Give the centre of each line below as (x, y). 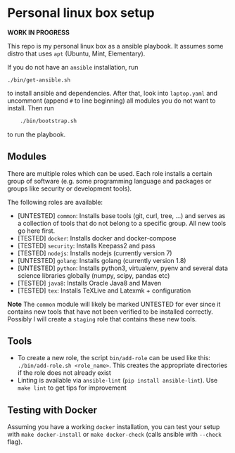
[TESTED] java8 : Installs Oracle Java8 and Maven (89, 283)
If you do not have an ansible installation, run (73, 67)
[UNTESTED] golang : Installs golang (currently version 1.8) (102, 260)
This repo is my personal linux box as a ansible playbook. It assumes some (115, 46)
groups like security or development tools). (70, 189)
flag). (15, 442)
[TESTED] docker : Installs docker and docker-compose (97, 238)
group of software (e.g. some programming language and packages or (109, 181)
